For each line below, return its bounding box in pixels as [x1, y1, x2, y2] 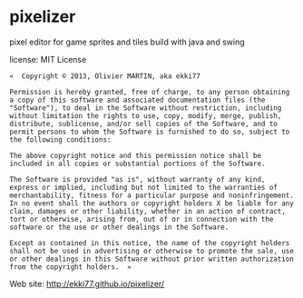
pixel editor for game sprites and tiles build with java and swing [9, 36, 245, 47]
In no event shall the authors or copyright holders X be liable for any [9, 198, 295, 208]
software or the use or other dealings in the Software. [9, 223, 230, 232]
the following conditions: [9, 134, 112, 144]
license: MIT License [9, 54, 87, 65]
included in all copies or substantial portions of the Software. [9, 159, 266, 168]
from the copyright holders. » [9, 262, 132, 272]
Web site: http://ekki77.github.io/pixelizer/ [9, 278, 165, 289]
